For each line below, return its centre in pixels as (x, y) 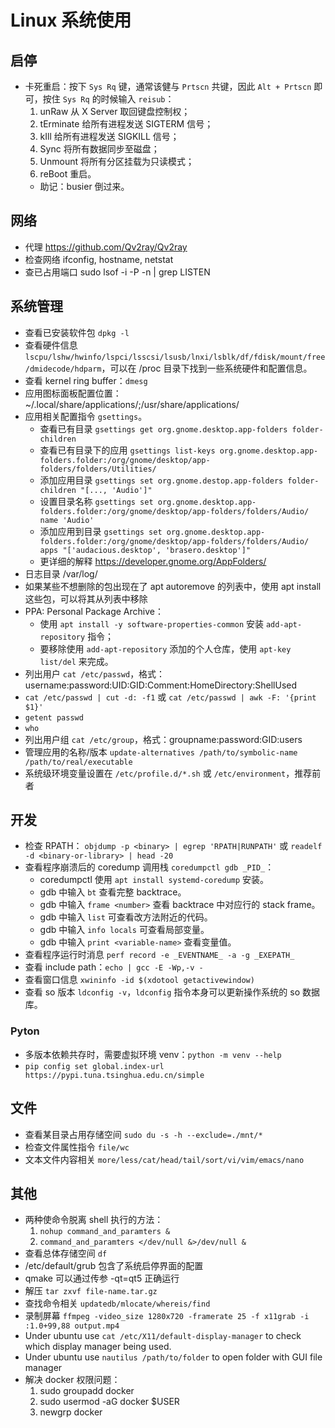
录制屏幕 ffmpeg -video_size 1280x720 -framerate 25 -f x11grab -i (167, 1316)
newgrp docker (71, 1412)
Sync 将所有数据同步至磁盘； (99, 149)
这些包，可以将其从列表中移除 (86, 598)
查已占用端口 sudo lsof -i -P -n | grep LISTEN (117, 272)
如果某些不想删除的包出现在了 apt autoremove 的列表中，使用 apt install (173, 586)
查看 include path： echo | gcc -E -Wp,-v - (114, 967)
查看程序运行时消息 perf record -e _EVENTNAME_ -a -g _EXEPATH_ (159, 955)
